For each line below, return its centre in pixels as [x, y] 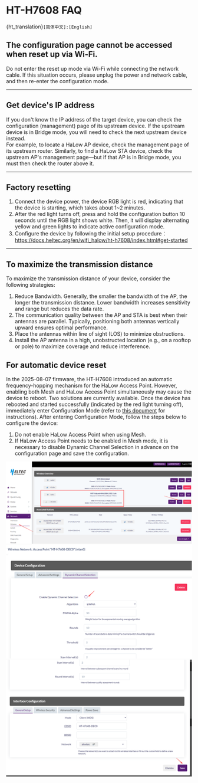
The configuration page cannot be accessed [89, 45]
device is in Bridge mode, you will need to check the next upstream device [97, 132]
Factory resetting [39, 187]
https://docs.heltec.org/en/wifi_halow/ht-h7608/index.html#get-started [101, 240]
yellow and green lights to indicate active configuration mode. [90, 227]
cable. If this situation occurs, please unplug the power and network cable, [97, 75]
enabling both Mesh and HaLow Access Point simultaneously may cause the [99, 392]
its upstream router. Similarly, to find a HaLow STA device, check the [89, 150]
